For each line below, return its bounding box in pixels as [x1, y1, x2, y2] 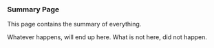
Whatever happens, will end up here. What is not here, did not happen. [7, 33, 208, 41]
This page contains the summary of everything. [7, 20, 142, 28]
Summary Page [7, 5, 60, 14]
